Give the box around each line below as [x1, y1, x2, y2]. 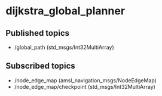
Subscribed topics [5, 61, 75, 71]
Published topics [5, 28, 70, 38]
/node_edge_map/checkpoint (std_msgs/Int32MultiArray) [14, 83, 156, 90]
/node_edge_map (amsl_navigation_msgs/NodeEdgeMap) [14, 76, 157, 84]
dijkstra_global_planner [5, 4, 126, 18]
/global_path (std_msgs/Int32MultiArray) [14, 44, 114, 51]
